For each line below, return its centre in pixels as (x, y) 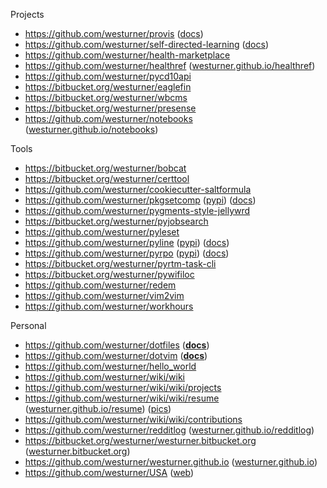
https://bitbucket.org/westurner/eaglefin (108, 87)
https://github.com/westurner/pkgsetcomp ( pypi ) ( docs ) (140, 200)
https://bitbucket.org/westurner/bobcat (105, 168)
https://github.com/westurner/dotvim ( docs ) (116, 355)
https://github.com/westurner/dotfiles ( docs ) (117, 345)
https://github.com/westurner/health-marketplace (127, 55)
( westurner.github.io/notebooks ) (91, 129)
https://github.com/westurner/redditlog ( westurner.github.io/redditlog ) (169, 430)
